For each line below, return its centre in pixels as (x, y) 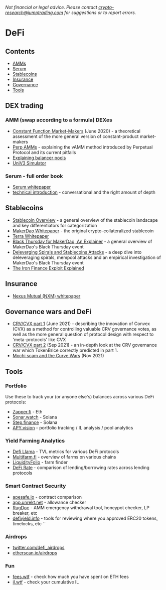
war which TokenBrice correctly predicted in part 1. (65, 350)
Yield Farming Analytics (35, 441)
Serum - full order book (34, 176)
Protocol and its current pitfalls (44, 152)
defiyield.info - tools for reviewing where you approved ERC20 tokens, (85, 518)
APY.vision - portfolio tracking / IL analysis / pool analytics (73, 428)
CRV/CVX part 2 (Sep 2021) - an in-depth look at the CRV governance (85, 345)
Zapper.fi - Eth (27, 412)
